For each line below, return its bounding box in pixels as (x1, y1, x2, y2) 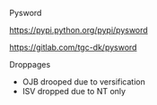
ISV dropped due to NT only (22, 86, 126, 96)
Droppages (9, 60, 51, 69)
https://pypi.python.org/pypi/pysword (9, 25, 148, 35)
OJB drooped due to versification (22, 77, 145, 87)
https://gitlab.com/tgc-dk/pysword (9, 42, 137, 52)
